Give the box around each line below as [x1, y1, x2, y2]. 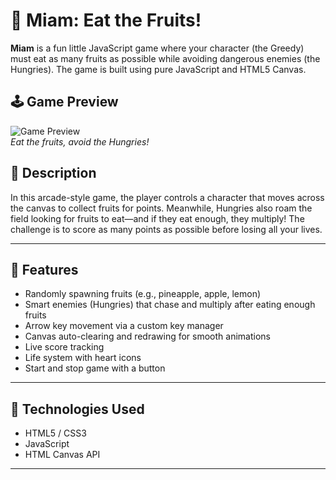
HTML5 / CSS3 [24, 427, 87, 439]
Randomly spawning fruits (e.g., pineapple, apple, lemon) [24, 288, 262, 300]
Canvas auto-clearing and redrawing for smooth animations [24, 330, 271, 343]
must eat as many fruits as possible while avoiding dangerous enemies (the [10, 52, 321, 64]
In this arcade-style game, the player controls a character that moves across [10, 191, 325, 203]
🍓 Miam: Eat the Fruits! [10, 9, 202, 32]
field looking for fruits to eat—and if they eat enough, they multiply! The [10, 212, 305, 224]
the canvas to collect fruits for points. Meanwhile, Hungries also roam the [10, 202, 313, 214]
